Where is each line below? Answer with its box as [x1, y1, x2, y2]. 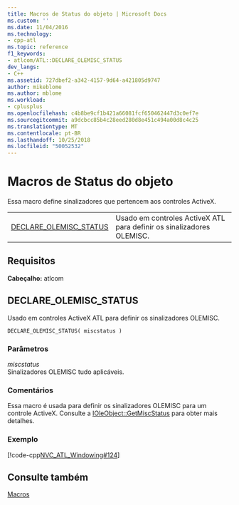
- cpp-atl [7, 37, 37, 44]
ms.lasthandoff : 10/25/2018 [7, 136, 91, 143]
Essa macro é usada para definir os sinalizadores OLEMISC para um [7, 402, 207, 410]
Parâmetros [7, 343, 48, 353]
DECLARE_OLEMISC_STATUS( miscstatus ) [7, 327, 122, 335]
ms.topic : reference [7, 43, 69, 51]
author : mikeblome [7, 83, 62, 90]
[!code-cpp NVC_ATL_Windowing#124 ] [7, 450, 120, 459]
